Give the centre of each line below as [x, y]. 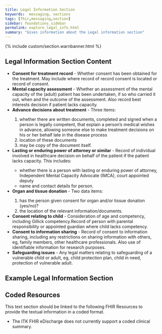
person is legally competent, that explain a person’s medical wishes [87, 124]
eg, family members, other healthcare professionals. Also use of [76, 242]
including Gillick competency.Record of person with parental [72, 221]
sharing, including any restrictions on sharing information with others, [82, 237]
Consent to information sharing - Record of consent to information [80, 232]
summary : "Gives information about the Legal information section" [75, 32]
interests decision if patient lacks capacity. [55, 104]
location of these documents [48, 140]
